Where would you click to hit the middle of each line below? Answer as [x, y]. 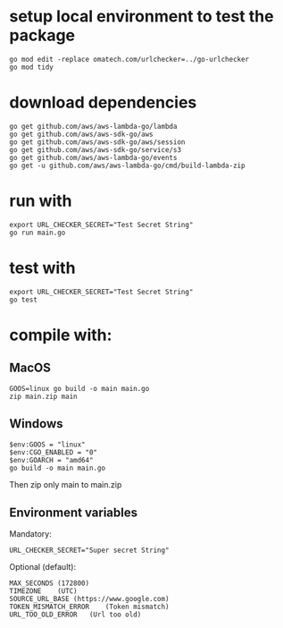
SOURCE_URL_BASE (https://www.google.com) [89, 599]
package [42, 35]
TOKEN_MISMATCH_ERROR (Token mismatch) [89, 607]
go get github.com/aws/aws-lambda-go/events [93, 157]
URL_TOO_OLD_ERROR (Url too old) [75, 615]
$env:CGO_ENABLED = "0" [54, 452]
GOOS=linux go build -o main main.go [79, 388]
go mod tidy [31, 67]
